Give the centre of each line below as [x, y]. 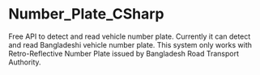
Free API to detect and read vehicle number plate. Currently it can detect [130, 36]
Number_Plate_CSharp [86, 14]
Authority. [25, 62]
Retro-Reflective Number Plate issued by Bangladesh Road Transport [124, 53]
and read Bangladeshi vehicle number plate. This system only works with [130, 44]
